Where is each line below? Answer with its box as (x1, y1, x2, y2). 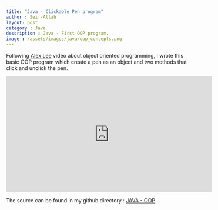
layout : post (6, 19, 38, 25)
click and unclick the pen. (6, 65, 68, 71)
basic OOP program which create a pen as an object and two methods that (6, 58, 187, 65)
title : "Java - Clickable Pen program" (6, 8, 104, 15)
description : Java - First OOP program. (6, 31, 109, 36)
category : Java (6, 25, 46, 31)
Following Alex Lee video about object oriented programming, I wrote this (6, 52, 184, 59)
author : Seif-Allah (6, 14, 57, 20)
